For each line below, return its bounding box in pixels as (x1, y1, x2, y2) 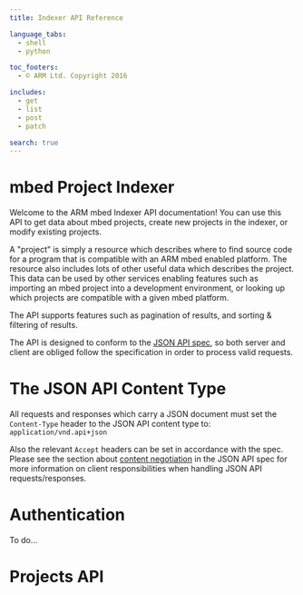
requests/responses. (9, 473, 87, 484)
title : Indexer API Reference (9, 13, 124, 23)
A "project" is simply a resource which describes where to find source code (9, 244, 293, 255)
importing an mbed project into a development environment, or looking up (9, 283, 286, 293)
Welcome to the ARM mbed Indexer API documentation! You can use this (9, 207, 282, 218)
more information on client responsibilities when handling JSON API (9, 463, 263, 474)
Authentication (9, 505, 125, 525)
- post (17, 113, 43, 123)
